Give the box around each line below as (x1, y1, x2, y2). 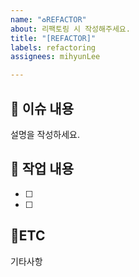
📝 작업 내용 (10, 161, 75, 178)
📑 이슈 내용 (10, 100, 75, 117)
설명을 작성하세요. (10, 128, 81, 140)
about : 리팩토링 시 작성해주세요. (10, 24, 131, 34)
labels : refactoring (10, 42, 97, 53)
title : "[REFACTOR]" (10, 33, 97, 43)
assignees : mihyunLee (10, 52, 101, 62)
